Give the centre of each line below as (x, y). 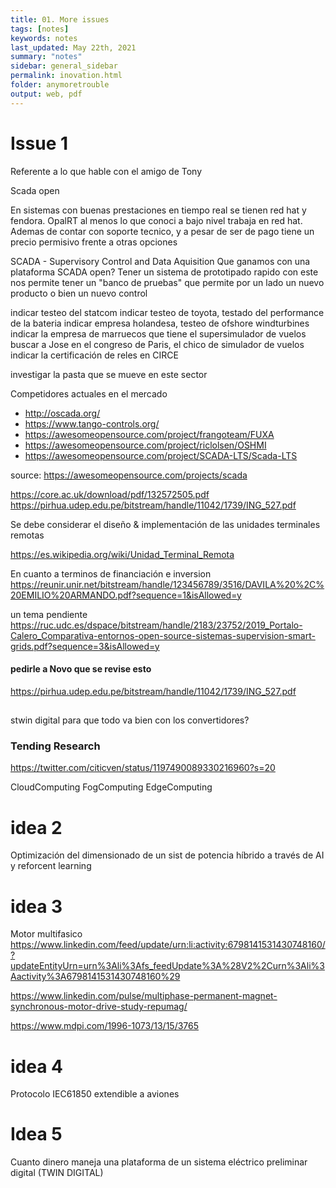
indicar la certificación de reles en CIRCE (94, 355)
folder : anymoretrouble (60, 85)
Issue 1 (39, 143)
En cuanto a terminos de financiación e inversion (111, 573)
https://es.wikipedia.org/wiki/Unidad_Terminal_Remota (122, 554)
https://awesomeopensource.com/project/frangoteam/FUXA (149, 434)
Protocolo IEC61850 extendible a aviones (95, 1094)
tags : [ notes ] (40, 29)
